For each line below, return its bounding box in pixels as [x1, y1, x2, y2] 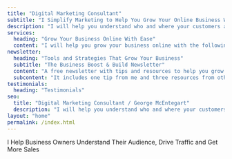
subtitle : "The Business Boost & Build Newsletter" [13, 61, 166, 68]
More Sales [7, 145, 39, 153]
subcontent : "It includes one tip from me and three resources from [13, 74, 215, 81]
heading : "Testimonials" [13, 87, 85, 94]
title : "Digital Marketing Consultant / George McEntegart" [13, 100, 190, 107]
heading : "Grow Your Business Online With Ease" [13, 36, 156, 43]
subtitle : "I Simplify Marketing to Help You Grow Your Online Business [7, 17, 221, 23]
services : [7, 29, 36, 36]
